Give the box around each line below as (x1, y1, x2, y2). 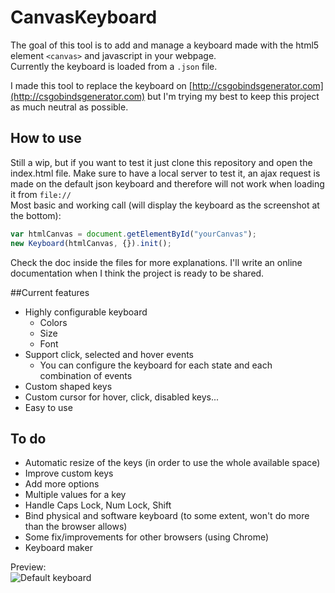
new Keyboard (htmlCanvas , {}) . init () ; (10, 238, 172, 248)
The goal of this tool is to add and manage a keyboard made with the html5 (10, 39, 320, 51)
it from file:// (10, 188, 72, 200)
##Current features (10, 286, 90, 298)
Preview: (10, 561, 47, 573)
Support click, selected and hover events (24, 348, 195, 360)
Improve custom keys (24, 467, 114, 480)
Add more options (24, 478, 100, 490)
